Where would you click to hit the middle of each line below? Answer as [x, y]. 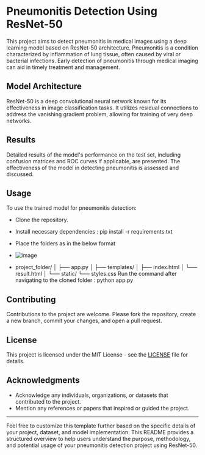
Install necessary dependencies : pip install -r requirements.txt [94, 232]
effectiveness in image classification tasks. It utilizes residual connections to [102, 108]
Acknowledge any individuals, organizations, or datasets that [92, 395]
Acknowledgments [43, 380]
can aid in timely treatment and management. [63, 67]
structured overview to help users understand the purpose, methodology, [99, 438]
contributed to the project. [48, 401]
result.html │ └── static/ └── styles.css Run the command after [96, 274]
